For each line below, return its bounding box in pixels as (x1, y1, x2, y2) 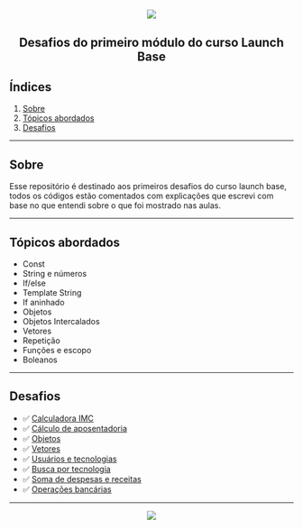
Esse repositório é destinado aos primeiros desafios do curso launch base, (9, 181, 287, 192)
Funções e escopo (22, 345, 92, 356)
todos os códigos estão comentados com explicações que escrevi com (9, 190, 274, 202)
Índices (9, 79, 52, 95)
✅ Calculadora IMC (22, 413, 95, 424)
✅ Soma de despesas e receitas (22, 473, 142, 484)
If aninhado (22, 297, 65, 308)
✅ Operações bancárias (22, 483, 112, 495)
